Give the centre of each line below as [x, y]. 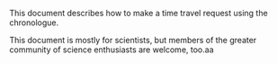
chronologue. [34, 23]
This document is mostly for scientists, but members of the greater [133, 40]
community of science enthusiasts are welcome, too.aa [112, 50]
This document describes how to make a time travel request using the [138, 13]
